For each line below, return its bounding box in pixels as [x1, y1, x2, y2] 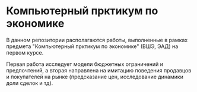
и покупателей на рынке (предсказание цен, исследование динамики [6, 73, 184, 80]
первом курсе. [6, 49, 44, 56]
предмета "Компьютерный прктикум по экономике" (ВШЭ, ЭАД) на [6, 43, 179, 50]
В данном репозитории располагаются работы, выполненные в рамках [6, 36, 188, 43]
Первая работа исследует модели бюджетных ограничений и [6, 61, 164, 68]
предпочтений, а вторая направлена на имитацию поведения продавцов [6, 66, 192, 74]
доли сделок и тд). [6, 79, 53, 87]
